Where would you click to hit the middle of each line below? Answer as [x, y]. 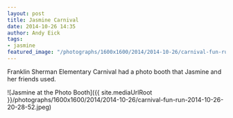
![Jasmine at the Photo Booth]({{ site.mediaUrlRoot [80, 92]
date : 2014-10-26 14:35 [42, 26]
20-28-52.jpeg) [29, 107]
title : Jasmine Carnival [43, 20]
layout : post [26, 13]
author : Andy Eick [34, 33]
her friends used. [32, 79]
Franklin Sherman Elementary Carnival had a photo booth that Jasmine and [114, 71]
